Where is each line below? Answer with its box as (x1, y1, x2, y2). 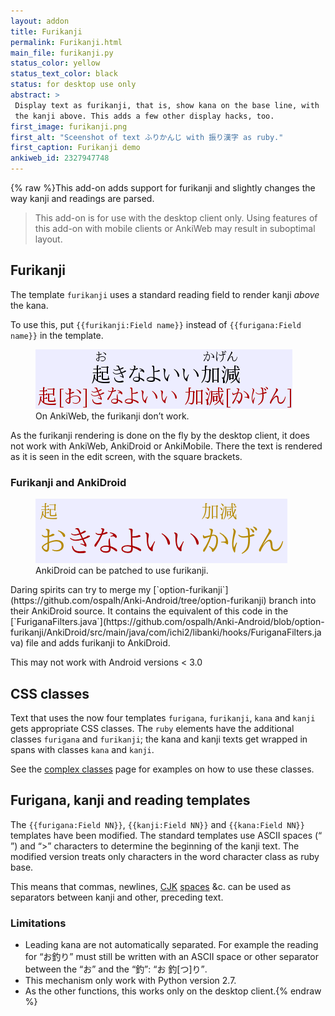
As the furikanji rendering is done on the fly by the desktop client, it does (10, 429, 311, 441)
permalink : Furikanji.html (10, 37, 123, 47)
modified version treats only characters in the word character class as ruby (10, 850, 320, 862)
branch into (268, 595, 317, 607)
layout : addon (10, 16, 70, 26)
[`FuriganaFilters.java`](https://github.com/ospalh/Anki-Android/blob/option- (10, 616, 325, 628)
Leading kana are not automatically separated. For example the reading (24, 939, 319, 951)
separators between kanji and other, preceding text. (10, 891, 224, 903)
